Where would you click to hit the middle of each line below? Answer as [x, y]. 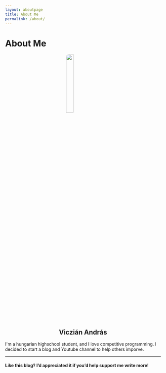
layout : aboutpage [24, 10]
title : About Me [22, 14]
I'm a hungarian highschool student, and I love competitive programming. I [81, 344]
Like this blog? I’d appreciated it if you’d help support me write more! [77, 365]
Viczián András [83, 332]
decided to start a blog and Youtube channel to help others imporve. [75, 349]
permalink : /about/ [25, 19]
